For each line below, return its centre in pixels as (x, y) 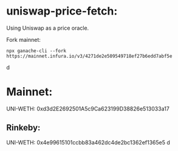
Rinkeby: (23, 128)
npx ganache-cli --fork (36, 51)
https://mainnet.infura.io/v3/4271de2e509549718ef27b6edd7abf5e (89, 56)
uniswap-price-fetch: (62, 11)
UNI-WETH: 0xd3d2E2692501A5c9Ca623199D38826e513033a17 (88, 109)
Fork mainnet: (24, 39)
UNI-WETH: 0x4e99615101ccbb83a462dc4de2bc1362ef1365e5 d (88, 142)
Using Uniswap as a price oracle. (48, 28)
